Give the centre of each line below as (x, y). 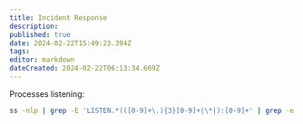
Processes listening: (47, 94)
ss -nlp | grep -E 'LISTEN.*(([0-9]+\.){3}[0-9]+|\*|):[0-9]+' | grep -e (152, 110)
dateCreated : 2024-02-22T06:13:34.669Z (85, 69)
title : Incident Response (58, 18)
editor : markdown (42, 60)
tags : (20, 52)
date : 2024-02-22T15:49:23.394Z (70, 43)
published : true (40, 34)
